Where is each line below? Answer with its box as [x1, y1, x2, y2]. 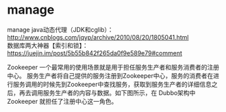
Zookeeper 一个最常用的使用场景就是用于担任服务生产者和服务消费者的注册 [7, 63, 220, 71]
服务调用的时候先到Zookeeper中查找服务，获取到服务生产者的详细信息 [12, 80, 212, 88]
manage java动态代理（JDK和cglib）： [7, 25, 114, 33]
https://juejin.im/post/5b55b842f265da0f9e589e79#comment [7, 48, 183, 57]
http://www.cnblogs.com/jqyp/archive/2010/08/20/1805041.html [7, 33, 189, 41]
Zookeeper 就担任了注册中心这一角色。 [7, 97, 118, 105]
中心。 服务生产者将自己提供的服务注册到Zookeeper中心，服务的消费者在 [7, 71, 214, 80]
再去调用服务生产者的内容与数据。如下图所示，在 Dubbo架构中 [18, 88, 196, 97]
